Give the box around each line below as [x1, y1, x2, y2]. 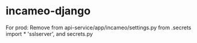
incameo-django [5, 4, 91, 18]
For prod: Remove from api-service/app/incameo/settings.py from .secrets [5, 24, 192, 31]
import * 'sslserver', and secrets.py [5, 30, 93, 37]
